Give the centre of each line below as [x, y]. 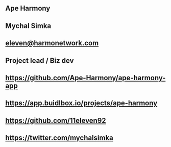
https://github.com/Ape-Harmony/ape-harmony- [86, 78]
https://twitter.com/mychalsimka [59, 138]
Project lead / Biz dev [40, 60]
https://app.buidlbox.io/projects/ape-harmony [81, 103]
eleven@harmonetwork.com [52, 43]
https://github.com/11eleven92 [56, 120]
